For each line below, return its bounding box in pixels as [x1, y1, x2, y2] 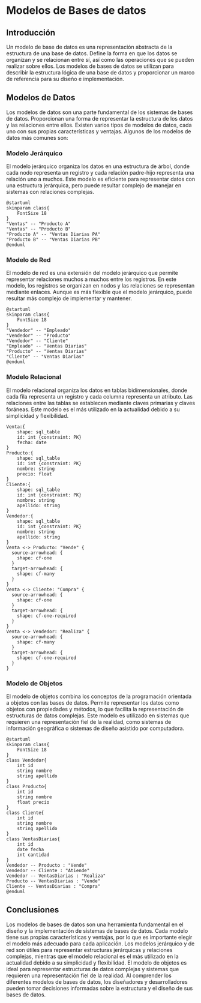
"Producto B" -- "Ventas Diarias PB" [6, 236, 101, 243]
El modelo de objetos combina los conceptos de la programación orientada [6, 693, 192, 700]
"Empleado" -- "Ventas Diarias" [6, 343, 87, 349]
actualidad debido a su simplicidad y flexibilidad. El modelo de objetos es [6, 959, 187, 966]
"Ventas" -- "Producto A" [6, 221, 71, 227]
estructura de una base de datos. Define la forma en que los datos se [6, 50, 178, 57]
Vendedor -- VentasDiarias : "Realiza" [6, 873, 106, 879]
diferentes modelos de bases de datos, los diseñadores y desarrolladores [6, 978, 188, 985]
